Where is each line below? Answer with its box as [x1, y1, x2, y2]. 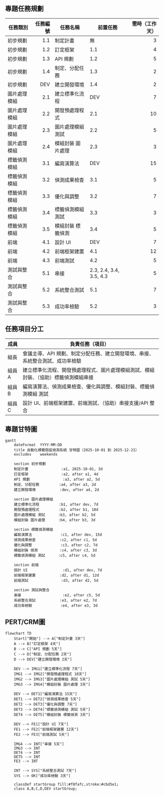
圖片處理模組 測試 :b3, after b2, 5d [14, 512, 96, 517]
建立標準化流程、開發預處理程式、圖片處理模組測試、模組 [22, 366, 155, 373]
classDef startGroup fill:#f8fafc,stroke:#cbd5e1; [14, 782, 119, 787]
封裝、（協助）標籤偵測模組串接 [22, 374, 94, 380]
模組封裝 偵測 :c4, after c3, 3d [14, 548, 97, 553]
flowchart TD [5, 631, 32, 636]
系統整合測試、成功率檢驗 [22, 357, 82, 364]
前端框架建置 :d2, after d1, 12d [14, 573, 99, 578]
